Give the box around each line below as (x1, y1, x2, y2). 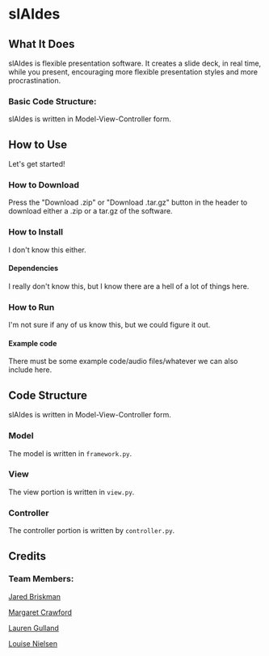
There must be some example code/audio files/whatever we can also (8, 357, 238, 366)
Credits (8, 549, 47, 563)
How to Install (8, 226, 63, 238)
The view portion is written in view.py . (8, 487, 135, 497)
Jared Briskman (8, 591, 61, 601)
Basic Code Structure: (8, 95, 97, 107)
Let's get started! (8, 159, 66, 169)
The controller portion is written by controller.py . (8, 526, 175, 535)
